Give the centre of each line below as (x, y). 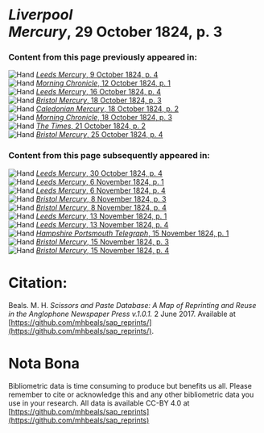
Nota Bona (44, 363)
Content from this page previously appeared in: (103, 57)
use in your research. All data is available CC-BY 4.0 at (99, 403)
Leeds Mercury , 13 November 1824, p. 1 (101, 216)
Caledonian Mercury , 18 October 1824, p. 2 (107, 109)
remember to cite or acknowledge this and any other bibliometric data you (131, 394)
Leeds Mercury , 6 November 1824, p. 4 (101, 190)
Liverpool (41, 15)
